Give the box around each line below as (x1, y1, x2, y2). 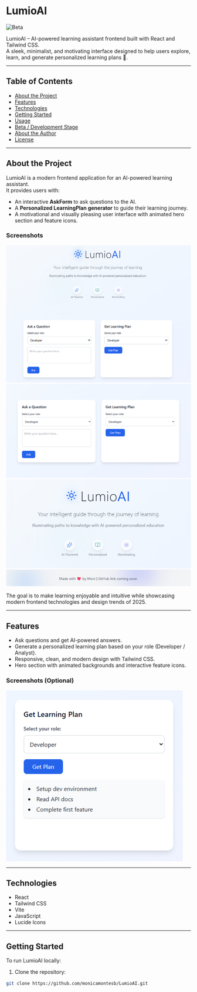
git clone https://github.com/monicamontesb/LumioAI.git (6, 981, 148, 987)
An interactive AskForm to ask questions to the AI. (14, 198, 137, 205)
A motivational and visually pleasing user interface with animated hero (14, 210, 185, 217)
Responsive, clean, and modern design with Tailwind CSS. (14, 656, 155, 663)
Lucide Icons (14, 919, 46, 926)
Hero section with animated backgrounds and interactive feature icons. (14, 662, 186, 669)
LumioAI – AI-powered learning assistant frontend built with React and (6, 35, 175, 42)
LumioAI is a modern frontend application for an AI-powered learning (6, 174, 173, 181)
